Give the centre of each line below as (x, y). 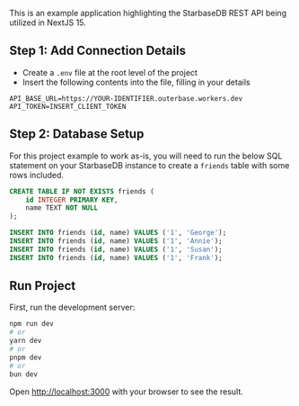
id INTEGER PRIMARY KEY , (72, 200)
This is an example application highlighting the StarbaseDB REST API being (148, 13)
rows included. (37, 175)
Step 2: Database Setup (77, 134)
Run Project (43, 286)
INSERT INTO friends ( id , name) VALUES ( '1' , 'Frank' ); (116, 257)
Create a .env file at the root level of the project (110, 72)
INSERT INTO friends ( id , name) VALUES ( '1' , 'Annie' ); (116, 241)
